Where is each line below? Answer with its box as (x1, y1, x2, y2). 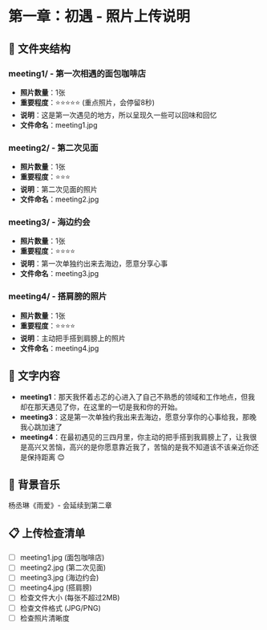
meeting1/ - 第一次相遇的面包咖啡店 (8, 67, 147, 79)
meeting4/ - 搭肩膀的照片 (8, 291, 107, 302)
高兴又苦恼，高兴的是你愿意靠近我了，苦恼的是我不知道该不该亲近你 (26, 442, 253, 452)
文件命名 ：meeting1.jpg (19, 120, 98, 129)
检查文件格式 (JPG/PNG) (19, 603, 102, 612)
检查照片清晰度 (19, 613, 70, 623)
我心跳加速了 (19, 422, 63, 432)
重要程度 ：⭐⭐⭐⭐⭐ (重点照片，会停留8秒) (19, 97, 155, 107)
